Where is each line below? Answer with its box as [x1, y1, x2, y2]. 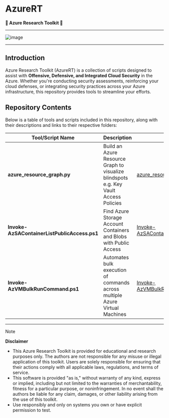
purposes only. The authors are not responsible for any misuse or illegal [12, 353, 162, 359]
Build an [103, 143, 123, 150]
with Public [103, 239, 130, 246]
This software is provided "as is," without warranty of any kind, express [12, 375, 161, 381]
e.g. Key [103, 180, 122, 188]
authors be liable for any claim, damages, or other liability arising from [12, 391, 158, 397]
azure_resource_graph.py [8, 171, 70, 178]
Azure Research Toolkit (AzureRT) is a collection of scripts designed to [5, 67, 152, 73]
